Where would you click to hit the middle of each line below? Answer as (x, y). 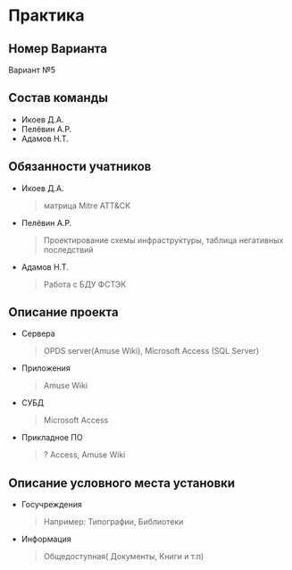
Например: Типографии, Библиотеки (113, 522)
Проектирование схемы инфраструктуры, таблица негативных (163, 240)
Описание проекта (63, 312)
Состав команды (58, 98)
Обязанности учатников (80, 167)
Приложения (46, 368)
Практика (46, 16)
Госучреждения (51, 505)
